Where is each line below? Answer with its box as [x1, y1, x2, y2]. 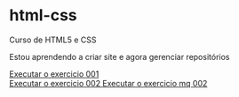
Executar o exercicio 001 [9, 68, 100, 79]
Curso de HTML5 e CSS [9, 34, 97, 45]
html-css [9, 5, 77, 26]
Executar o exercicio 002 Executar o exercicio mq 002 [9, 78, 208, 88]
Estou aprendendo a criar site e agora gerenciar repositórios [9, 51, 230, 62]
